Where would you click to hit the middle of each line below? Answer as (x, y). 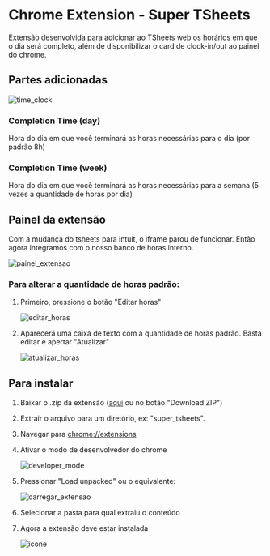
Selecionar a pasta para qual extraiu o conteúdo (100, 513)
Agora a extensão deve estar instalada (84, 528)
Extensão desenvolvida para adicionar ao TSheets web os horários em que (133, 37)
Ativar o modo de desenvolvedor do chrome (93, 450)
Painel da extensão (57, 219)
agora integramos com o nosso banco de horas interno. (101, 248)
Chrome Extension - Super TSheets (129, 15)
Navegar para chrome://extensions (78, 434)
